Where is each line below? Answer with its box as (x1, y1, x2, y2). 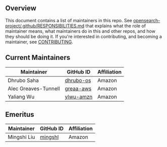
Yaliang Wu (8, 93, 35, 100)
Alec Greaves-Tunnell (8, 85, 61, 92)
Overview (5, 4, 37, 13)
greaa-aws (65, 85, 92, 92)
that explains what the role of (85, 23, 146, 29)
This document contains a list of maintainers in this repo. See (5, 17, 132, 23)
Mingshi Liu (8, 133, 35, 140)
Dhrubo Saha (8, 77, 39, 84)
